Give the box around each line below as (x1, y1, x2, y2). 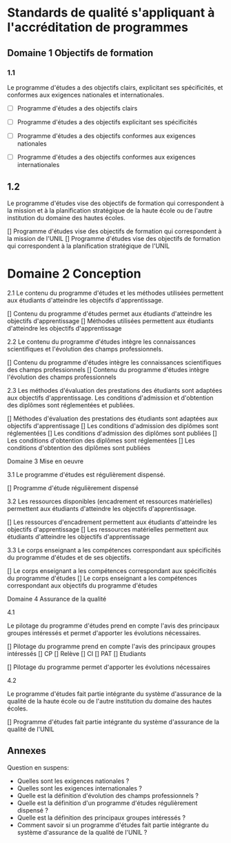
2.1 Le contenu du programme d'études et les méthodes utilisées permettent (7, 289, 224, 297)
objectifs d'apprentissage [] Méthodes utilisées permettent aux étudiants (7, 316, 214, 325)
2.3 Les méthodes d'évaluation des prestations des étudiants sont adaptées (7, 386, 223, 394)
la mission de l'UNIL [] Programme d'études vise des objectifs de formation (7, 234, 221, 242)
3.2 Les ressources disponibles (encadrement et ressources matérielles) (7, 497, 213, 505)
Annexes (7, 745, 46, 757)
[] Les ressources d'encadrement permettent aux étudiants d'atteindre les (7, 518, 217, 526)
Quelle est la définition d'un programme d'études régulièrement (17, 799, 198, 807)
